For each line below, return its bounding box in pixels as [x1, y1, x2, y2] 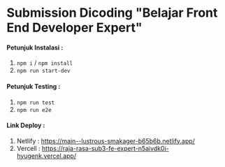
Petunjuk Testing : [6, 82, 61, 90]
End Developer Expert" [6, 20, 143, 36]
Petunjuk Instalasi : [6, 43, 64, 52]
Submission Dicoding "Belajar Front [6, 5, 218, 21]
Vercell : [16, 144, 41, 152]
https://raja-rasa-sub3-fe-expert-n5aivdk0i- [41, 144, 169, 152]
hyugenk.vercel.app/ [16, 152, 77, 160]
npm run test [16, 99, 55, 106]
